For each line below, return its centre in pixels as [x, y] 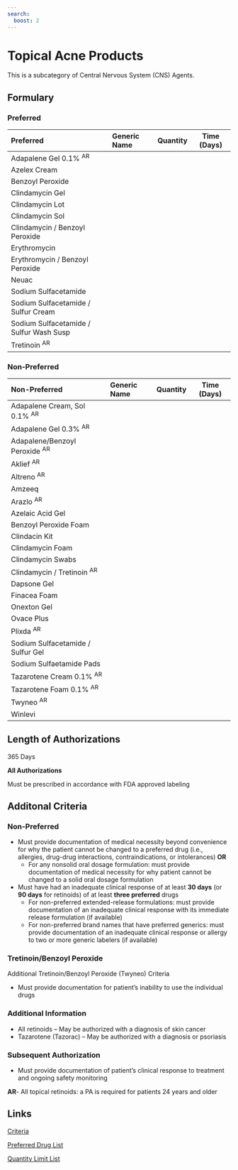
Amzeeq [25, 488]
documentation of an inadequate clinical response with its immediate [129, 910]
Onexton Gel [32, 607]
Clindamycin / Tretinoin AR [54, 572]
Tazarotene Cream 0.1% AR [57, 676]
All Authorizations [35, 770]
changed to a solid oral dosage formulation [91, 880]
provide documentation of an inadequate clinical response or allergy [128, 933]
